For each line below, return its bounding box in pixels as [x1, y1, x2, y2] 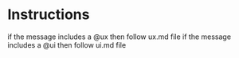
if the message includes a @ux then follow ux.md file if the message [7, 32, 232, 41]
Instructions [7, 6, 90, 24]
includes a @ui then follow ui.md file [7, 40, 127, 49]
